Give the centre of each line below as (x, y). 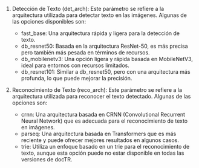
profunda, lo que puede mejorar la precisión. (77, 78)
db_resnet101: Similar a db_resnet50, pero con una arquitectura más (106, 72)
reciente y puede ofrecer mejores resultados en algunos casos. (100, 140)
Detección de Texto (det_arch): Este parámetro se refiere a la (88, 9)
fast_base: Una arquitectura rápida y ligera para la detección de (100, 33)
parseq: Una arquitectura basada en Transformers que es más (99, 134)
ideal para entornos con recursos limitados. (75, 65)
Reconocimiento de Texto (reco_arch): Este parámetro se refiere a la (97, 90)
